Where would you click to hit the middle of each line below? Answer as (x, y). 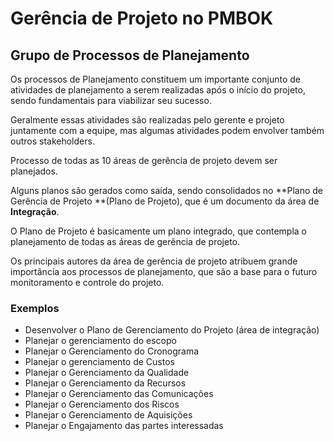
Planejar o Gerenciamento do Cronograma (112, 351)
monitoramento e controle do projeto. (87, 282)
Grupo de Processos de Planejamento (130, 55)
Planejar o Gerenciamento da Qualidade (107, 373)
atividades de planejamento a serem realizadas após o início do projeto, (158, 90)
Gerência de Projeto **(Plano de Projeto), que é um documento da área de (165, 201)
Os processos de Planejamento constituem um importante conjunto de (155, 79)
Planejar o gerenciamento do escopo (100, 341)
